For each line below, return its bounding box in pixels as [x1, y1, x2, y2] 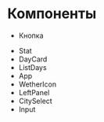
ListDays [18, 62, 48, 72]
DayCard [18, 54, 48, 64]
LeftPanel [18, 87, 50, 97]
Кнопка [18, 31, 44, 40]
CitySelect [18, 96, 52, 105]
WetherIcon [18, 79, 56, 89]
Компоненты [7, 5, 97, 23]
